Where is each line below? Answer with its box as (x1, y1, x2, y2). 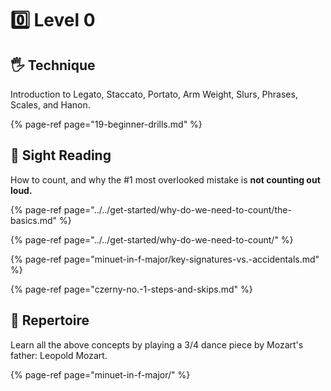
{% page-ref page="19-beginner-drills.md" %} (10, 118, 203, 130)
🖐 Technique (10, 57, 96, 74)
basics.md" (10, 214, 58, 226)
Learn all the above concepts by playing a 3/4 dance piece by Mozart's (10, 338, 304, 351)
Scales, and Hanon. (10, 99, 91, 111)
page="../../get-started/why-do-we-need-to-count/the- (63, 203, 292, 216)
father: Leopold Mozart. (10, 349, 108, 361)
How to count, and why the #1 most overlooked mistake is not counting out (10, 173, 321, 186)
